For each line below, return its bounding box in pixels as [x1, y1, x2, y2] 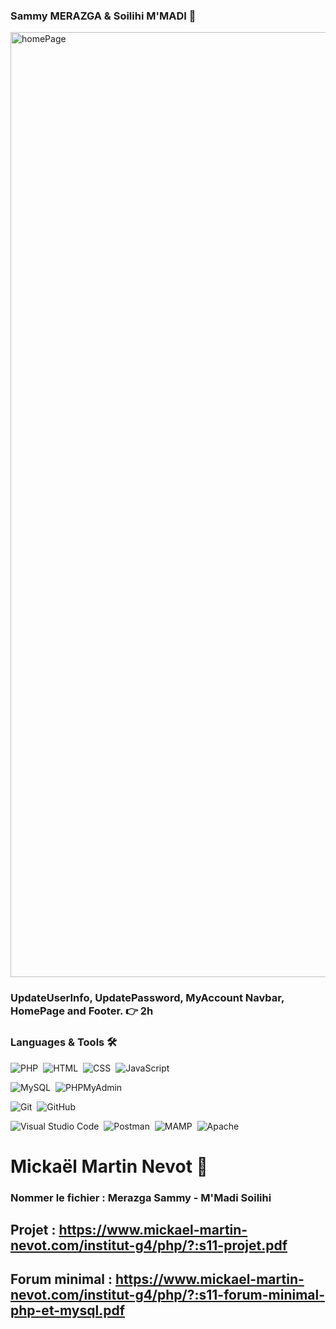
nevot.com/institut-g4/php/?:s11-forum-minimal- [10, 1287, 326, 1304]
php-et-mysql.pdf [10, 1302, 126, 1319]
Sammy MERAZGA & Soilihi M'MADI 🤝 [10, 9, 197, 23]
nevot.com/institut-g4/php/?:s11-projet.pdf [10, 1237, 288, 1254]
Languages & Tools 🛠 [10, 1035, 118, 1049]
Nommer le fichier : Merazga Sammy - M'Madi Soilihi [10, 1190, 272, 1204]
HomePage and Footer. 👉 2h [10, 1004, 154, 1018]
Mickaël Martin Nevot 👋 [10, 1155, 208, 1178]
